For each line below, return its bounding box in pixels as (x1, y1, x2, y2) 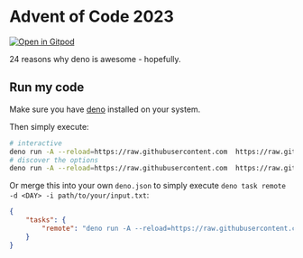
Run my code (9, 79, 85, 96)
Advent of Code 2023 (9, 6, 174, 27)
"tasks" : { (25, 216, 67, 225)
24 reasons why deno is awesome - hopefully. (9, 53, 182, 64)
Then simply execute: (9, 121, 89, 132)
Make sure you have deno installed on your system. (9, 104, 201, 115)
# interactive (9, 138, 63, 148)
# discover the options (9, 155, 99, 164)
